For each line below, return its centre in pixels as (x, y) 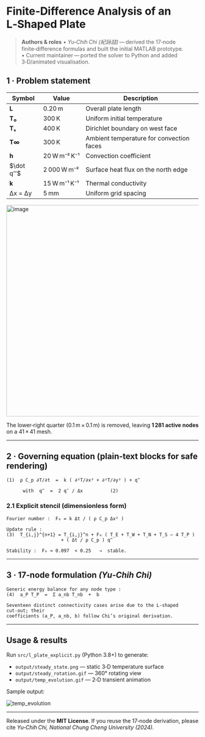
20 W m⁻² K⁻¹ (61, 156)
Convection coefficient (118, 156)
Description (141, 98)
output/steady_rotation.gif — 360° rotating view (78, 673)
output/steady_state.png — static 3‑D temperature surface (89, 667)
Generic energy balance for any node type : (64, 589)
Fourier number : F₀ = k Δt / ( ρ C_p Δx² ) (65, 518)
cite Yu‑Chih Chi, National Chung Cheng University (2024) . (80, 727)
